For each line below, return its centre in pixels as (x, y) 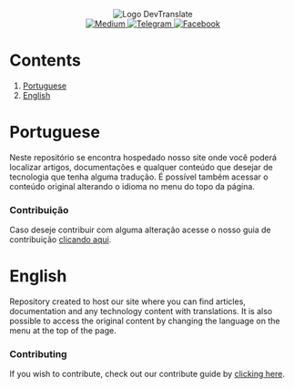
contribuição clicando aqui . (61, 240)
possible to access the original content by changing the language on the (145, 321)
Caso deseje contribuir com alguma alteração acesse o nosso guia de (140, 230)
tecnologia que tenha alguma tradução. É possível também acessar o (139, 177)
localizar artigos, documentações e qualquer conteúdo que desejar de (141, 167)
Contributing (38, 354)
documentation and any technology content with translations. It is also (141, 311)
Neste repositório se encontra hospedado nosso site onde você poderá (143, 157)
